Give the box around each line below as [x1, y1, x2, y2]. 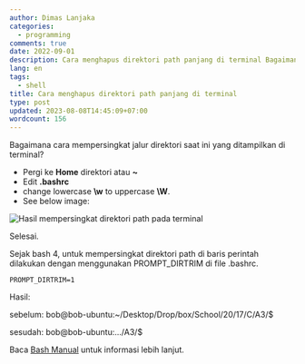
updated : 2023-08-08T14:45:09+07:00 [9, 106, 148, 115]
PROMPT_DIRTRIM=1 [9, 276, 75, 285]
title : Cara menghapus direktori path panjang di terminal [9, 89, 238, 98]
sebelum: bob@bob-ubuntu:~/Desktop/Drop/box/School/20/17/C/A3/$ [9, 310, 274, 320]
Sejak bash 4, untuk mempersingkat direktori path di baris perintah [9, 249, 260, 260]
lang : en [9, 64, 43, 74]
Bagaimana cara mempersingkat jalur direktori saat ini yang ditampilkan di [9, 140, 286, 151]
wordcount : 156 [9, 114, 67, 123]
